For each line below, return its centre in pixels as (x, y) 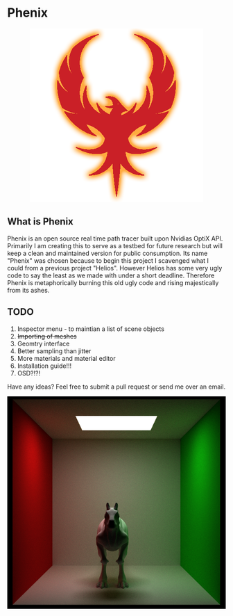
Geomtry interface (43, 343)
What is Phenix (41, 221)
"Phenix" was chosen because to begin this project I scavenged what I (108, 260)
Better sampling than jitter (54, 351)
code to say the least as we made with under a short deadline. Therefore (111, 275)
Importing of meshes (47, 336)
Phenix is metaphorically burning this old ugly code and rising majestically (113, 282)
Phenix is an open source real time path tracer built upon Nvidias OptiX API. (115, 238)
